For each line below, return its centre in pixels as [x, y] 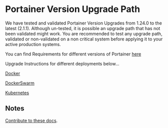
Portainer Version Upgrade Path [73, 9]
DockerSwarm [20, 83]
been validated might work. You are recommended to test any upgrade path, [84, 33]
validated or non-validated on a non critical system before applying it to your [84, 39]
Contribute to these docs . [31, 120]
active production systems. [33, 44]
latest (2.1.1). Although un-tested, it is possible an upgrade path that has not [83, 28]
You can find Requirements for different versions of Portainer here [73, 54]
